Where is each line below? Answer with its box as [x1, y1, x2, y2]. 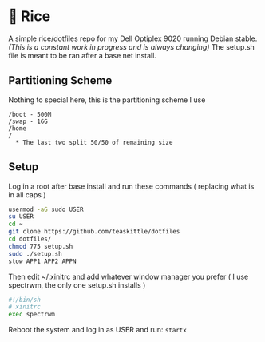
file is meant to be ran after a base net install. [8, 50, 157, 60]
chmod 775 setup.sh [8, 242, 73, 250]
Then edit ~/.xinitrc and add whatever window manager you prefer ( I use [8, 272, 249, 281]
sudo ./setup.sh [8, 249, 62, 258]
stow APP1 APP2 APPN [8, 257, 77, 265]
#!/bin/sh [8, 296, 42, 304]
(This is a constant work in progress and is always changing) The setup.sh [8, 42, 255, 51]
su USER [8, 213, 34, 221]
